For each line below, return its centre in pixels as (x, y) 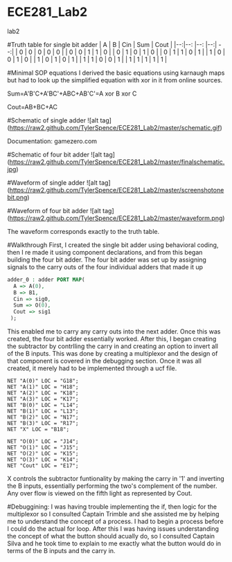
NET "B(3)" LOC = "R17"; (43, 424)
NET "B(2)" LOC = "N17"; (43, 417)
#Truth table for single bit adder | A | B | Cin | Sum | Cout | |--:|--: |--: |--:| (112, 44)
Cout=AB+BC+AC (32, 107)
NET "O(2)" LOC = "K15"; (43, 454)
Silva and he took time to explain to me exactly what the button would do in (114, 543)
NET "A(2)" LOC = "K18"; (43, 393)
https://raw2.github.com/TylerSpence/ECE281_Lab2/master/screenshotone (117, 190)
